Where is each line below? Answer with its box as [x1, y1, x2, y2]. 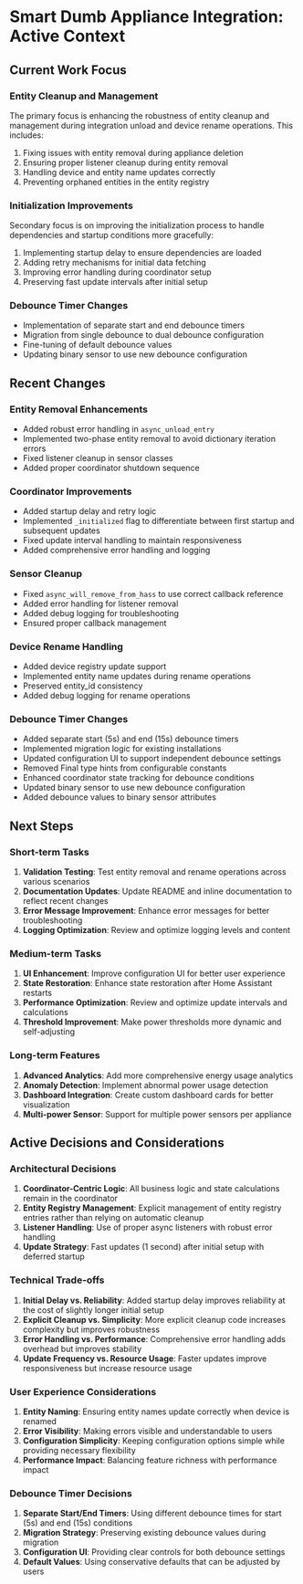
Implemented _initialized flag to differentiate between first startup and [22, 516, 295, 527]
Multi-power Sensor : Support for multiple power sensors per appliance [22, 1108, 292, 1119]
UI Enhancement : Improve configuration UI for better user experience [22, 968, 286, 979]
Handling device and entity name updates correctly [22, 166, 216, 177]
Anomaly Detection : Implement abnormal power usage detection [22, 1079, 269, 1090]
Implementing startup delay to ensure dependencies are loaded [22, 247, 262, 258]
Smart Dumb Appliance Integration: [9, 6, 285, 27]
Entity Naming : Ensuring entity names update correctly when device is [22, 1406, 290, 1417]
